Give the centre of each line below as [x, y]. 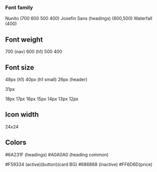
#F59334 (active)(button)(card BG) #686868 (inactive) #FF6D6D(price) [79, 164]
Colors [16, 143]
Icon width [22, 115]
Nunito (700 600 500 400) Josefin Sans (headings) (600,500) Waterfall [79, 19]
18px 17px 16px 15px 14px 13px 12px [42, 99]
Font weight [24, 39]
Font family [19, 8]
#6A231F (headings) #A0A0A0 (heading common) [57, 154]
